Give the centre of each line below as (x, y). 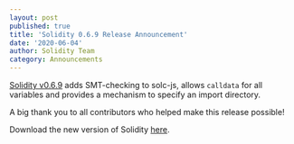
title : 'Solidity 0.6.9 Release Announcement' (99, 34)
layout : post (34, 18)
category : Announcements (56, 59)
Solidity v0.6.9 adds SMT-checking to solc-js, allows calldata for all (136, 85)
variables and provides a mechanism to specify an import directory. (135, 94)
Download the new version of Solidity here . (90, 130)
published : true (40, 26)
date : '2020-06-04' (46, 43)
